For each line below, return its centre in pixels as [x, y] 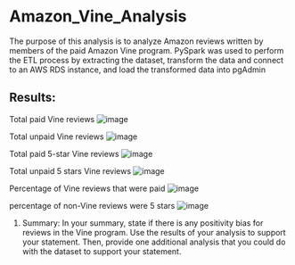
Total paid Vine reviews [52, 119]
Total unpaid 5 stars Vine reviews [70, 170]
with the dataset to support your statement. [102, 251]
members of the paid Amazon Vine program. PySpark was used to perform [147, 50]
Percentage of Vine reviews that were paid [87, 188]
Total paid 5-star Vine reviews [64, 153]
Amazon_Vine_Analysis [98, 17]
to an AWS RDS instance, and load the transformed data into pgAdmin [137, 70]
